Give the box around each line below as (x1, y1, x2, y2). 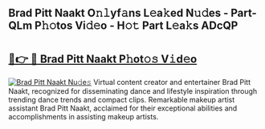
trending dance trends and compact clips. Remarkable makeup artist (8, 95, 235, 104)
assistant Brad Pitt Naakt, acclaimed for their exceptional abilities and (8, 103, 238, 113)
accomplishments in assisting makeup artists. (8, 112, 159, 121)
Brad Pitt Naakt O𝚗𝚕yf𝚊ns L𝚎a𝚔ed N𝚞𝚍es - (8, 6, 229, 20)
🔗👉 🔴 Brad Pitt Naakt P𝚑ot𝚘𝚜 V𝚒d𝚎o (8, 52, 198, 66)
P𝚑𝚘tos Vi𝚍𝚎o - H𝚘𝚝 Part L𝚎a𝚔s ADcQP (35, 19, 238, 33)
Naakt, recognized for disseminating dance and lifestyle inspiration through (8, 87, 258, 95)
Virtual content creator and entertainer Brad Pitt (93, 78, 251, 87)
